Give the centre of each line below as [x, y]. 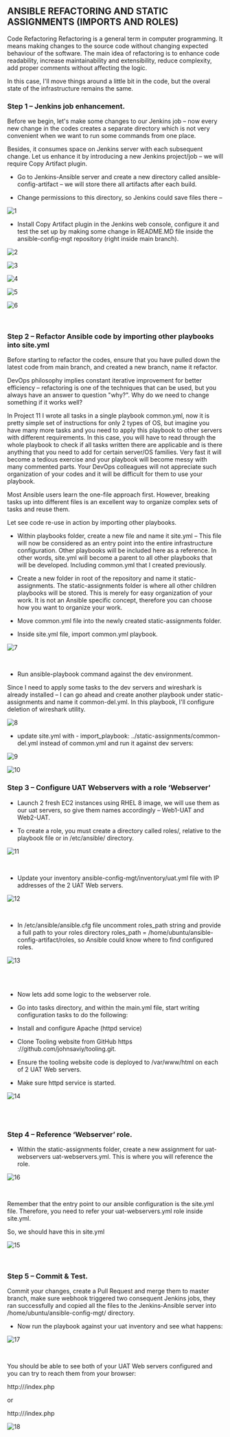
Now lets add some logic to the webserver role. [84, 994]
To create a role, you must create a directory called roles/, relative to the [119, 830]
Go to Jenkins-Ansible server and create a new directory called [106, 177]
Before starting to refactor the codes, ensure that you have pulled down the [114, 360]
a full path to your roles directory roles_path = [82, 932]
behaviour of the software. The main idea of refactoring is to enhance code [113, 53]
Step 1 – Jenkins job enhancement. [66, 106]
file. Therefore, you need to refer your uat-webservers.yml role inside [105, 1211]
